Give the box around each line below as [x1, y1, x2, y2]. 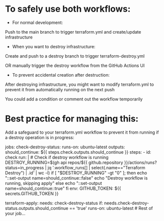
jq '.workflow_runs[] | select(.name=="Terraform [47, 164, 145, 170]
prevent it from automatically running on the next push [5, 86, 115, 92]
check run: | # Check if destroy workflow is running [5, 154, 109, 160]
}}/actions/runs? [124, 160, 157, 165]
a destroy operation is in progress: [5, 134, 74, 140]
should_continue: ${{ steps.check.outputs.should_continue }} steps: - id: [5, 149, 152, 155]
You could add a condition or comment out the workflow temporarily [5, 96, 143, 102]
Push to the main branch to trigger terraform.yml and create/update [5, 29, 141, 35]
